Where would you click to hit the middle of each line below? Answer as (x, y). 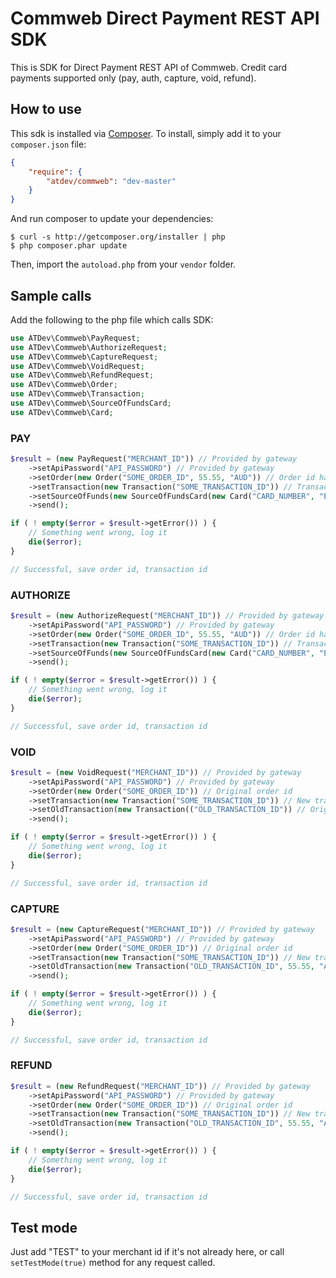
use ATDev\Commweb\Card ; (62, 412)
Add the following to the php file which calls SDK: (112, 319)
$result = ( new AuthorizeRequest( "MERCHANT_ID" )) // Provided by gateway (167, 616)
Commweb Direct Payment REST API (165, 18)
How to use (46, 109)
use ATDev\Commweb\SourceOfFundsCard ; (91, 403)
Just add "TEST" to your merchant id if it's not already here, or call (147, 1252)
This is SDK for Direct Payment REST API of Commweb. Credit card (149, 67)
